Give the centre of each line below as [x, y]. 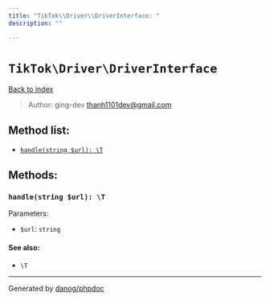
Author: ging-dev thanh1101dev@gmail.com [100, 105]
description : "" [35, 23]
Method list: [39, 130]
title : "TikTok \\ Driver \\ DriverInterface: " [84, 16]
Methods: [33, 175]
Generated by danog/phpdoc [56, 289]
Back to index [31, 89]
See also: [24, 247]
